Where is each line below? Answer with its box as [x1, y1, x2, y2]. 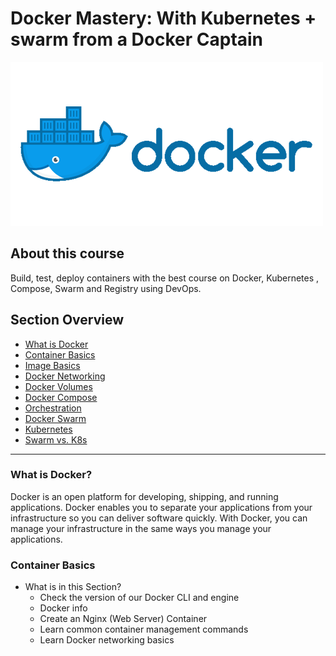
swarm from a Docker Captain [10, 28, 264, 51]
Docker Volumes [24, 380, 93, 392]
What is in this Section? [24, 581, 122, 593]
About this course [10, 245, 125, 262]
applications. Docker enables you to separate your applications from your [10, 501, 313, 513]
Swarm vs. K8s [24, 433, 88, 446]
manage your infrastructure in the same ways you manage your [10, 522, 272, 534]
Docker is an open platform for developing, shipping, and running [10, 490, 279, 502]
